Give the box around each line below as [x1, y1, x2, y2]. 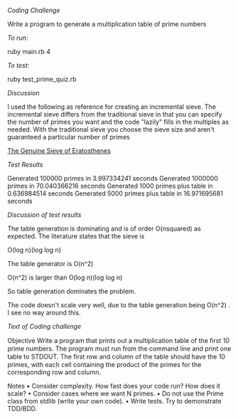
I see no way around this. [7, 309, 81, 317]
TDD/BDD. [7, 405, 38, 413]
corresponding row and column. [7, 368, 102, 376]
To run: [7, 33, 28, 42]
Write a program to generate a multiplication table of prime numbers [7, 20, 207, 28]
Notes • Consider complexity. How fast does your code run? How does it [7, 382, 220, 390]
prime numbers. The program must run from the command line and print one [7, 344, 232, 353]
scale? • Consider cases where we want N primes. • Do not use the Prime [7, 389, 224, 398]
